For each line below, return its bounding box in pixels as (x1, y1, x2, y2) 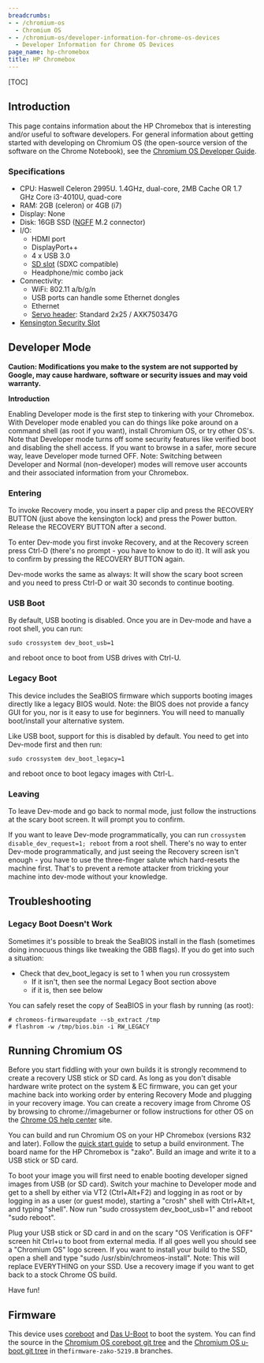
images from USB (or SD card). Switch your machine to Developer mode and (8, 1179, 257, 1189)
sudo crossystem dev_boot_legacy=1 (8, 755, 125, 762)
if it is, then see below (31, 985, 103, 994)
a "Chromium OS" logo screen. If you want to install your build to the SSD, (8, 1245, 248, 1255)
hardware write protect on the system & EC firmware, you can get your (8, 1082, 238, 1092)
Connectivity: (19, 275, 64, 285)
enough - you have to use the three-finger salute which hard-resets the (8, 855, 240, 864)
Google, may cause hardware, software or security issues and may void (8, 370, 248, 380)
